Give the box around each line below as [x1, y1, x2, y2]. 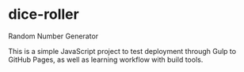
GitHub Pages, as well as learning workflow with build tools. [8, 55, 204, 64]
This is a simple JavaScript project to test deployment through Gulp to [8, 46, 236, 56]
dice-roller [8, 5, 79, 23]
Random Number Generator [8, 31, 99, 41]
